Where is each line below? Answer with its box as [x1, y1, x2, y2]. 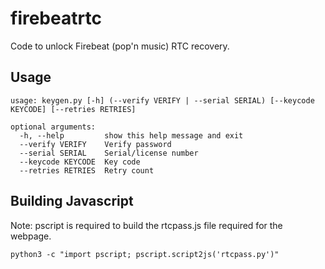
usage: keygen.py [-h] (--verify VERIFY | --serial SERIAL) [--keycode [10, 95, 315, 106]
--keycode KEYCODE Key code [19, 157, 141, 167]
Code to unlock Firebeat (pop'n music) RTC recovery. [10, 40, 230, 52]
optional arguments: [10, 122, 97, 132]
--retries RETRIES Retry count [19, 165, 155, 176]
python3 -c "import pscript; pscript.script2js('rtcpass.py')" [10, 249, 280, 259]
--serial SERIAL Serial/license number [19, 148, 199, 158]
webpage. [10, 230, 52, 242]
